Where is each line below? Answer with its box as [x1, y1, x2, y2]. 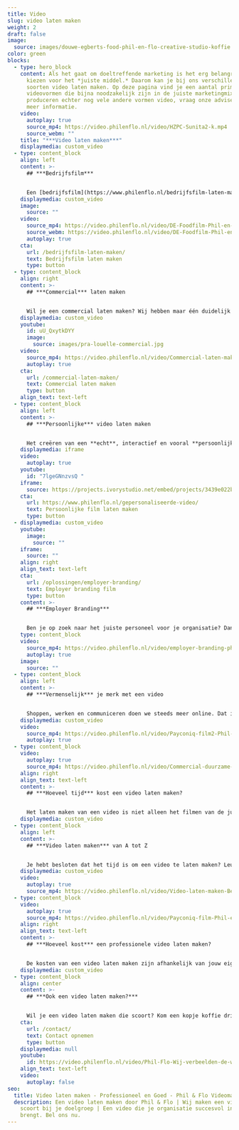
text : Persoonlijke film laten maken [26, 506, 139, 513]
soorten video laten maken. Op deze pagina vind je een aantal [26, 84, 218, 91]
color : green [7, 51, 46, 58]
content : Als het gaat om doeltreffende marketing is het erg [20, 70, 208, 77]
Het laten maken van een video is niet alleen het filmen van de [26, 809, 224, 816]
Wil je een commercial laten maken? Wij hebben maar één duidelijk [26, 308, 231, 315]
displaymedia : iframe [20, 446, 84, 453]
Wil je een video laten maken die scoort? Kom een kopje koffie [26, 1012, 221, 1019]
